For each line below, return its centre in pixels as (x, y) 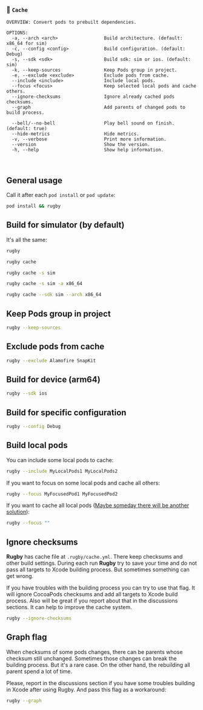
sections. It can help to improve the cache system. (69, 607)
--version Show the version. (81, 145)
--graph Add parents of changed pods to (99, 108)
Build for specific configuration (66, 412)
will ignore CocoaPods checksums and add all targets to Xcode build (92, 595)
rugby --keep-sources (34, 328)
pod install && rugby (34, 206)
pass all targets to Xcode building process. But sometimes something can (98, 570)
